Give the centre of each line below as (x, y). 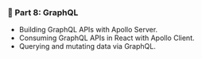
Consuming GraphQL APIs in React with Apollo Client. (107, 38)
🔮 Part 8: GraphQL (43, 13)
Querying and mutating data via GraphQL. (87, 46)
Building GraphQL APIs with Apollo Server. (88, 30)
